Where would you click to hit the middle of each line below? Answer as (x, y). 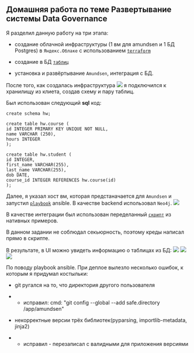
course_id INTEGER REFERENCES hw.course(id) (61, 180)
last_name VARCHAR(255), (36, 170)
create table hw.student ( (39, 155)
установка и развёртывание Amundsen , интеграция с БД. (84, 73)
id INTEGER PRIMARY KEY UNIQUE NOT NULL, (57, 129)
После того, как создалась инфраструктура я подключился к (86, 85)
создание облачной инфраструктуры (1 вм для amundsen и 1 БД (95, 44)
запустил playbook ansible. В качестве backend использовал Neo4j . (89, 203)
